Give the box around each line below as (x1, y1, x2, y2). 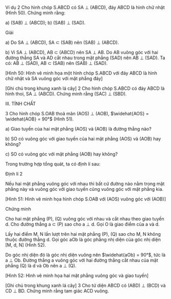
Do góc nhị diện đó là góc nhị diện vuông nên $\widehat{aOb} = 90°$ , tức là (5, 252, 166, 258)
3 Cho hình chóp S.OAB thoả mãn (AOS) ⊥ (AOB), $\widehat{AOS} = (5, 111, 149, 116)
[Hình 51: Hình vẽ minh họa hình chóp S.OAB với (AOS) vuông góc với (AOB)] (5, 196, 166, 202)
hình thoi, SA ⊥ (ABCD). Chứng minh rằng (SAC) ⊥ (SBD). (5, 91, 127, 96)
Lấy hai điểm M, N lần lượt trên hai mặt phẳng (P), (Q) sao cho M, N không (5, 231, 161, 237)
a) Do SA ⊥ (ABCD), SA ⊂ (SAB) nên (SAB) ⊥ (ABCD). (5, 39, 119, 45)
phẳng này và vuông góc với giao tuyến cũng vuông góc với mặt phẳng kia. (5, 186, 164, 192)
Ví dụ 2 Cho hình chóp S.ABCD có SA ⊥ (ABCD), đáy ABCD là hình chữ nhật (5, 5, 165, 10)
